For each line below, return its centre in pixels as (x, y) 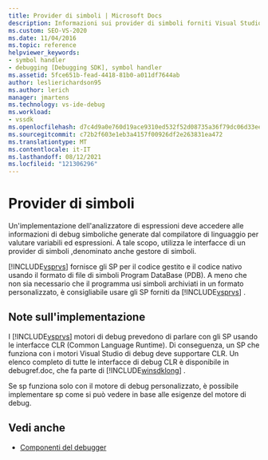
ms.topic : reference (43, 46)
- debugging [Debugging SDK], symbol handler (85, 68)
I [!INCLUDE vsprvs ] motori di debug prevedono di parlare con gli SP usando (133, 336)
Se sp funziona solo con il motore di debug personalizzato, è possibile (124, 386)
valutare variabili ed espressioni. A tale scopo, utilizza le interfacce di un (127, 243)
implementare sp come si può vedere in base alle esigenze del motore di (127, 394)
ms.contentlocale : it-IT (49, 149)
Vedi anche (37, 428)
